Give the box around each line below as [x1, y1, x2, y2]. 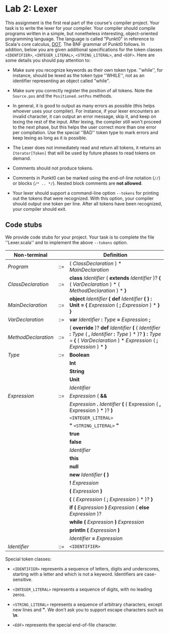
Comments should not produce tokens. [12, 165, 94, 171]
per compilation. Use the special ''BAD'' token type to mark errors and [12, 129, 158, 135]
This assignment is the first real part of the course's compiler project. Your [5, 20, 159, 26]
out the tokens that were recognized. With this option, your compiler [12, 195, 154, 201]
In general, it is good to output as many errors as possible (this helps [12, 102, 155, 108]
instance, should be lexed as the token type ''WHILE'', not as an [12, 72, 145, 78]
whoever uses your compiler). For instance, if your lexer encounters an [12, 108, 159, 114]
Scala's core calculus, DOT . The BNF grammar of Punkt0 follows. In [5, 41, 145, 47]
